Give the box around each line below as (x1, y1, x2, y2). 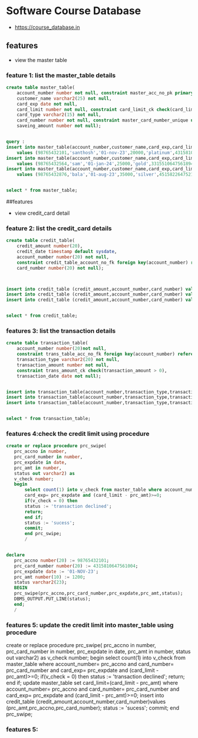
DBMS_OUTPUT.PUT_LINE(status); (14, 596, 91, 602)
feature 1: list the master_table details (6, 71, 116, 79)
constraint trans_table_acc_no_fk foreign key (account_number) (16, 351, 176, 357)
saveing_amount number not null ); (16, 123, 101, 129)
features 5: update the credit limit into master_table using (6, 621, 174, 629)
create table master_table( (6, 84, 75, 91)
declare (6, 552, 25, 558)
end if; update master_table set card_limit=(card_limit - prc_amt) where (6, 679, 179, 686)
